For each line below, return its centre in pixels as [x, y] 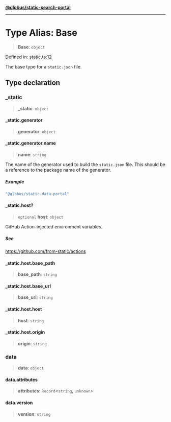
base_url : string [35, 297]
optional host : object [40, 217]
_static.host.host [24, 309]
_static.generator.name [31, 143]
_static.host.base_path [30, 263]
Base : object [31, 47]
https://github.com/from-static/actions [46, 251]
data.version [19, 403]
